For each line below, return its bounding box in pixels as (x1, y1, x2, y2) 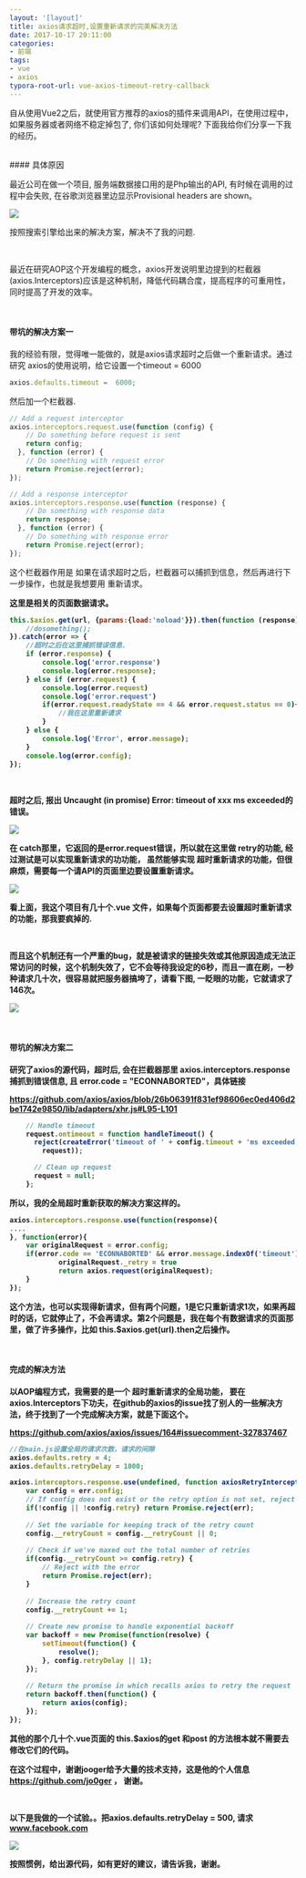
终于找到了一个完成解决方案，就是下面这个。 (25, 1408, 193, 1419)
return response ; (25, 515, 92, 524)
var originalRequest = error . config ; (25, 1241, 169, 1250)
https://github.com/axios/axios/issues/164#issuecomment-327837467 (9, 1427, 288, 1438)
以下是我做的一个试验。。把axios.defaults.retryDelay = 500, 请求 (9, 1811, 253, 1823)
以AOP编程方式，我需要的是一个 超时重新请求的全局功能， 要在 (9, 1386, 246, 1397)
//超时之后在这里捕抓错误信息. (25, 641, 127, 650)
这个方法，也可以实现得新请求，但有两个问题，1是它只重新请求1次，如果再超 (9, 1301, 296, 1312)
